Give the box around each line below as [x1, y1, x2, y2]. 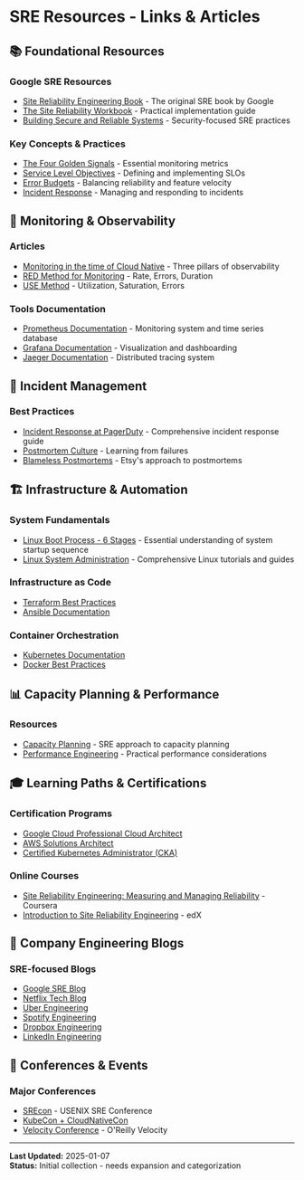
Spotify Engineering [22, 1012, 97, 1023]
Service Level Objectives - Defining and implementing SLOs [22, 167, 246, 178]
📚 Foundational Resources [9, 43, 165, 59]
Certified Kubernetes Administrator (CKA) [22, 847, 178, 858]
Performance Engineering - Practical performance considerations [22, 748, 267, 759]
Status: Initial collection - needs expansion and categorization [9, 1160, 242, 1171]
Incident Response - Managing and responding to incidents [22, 187, 244, 198]
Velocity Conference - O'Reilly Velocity [22, 1125, 168, 1136]
